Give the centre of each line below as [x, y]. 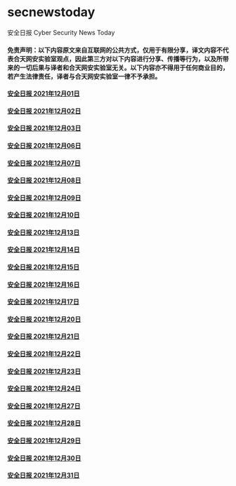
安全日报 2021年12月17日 [43, 302]
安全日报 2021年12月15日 [44, 267]
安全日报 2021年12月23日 [44, 371]
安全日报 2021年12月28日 [44, 423]
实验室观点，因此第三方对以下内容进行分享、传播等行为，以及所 [130, 59]
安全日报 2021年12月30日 [44, 458]
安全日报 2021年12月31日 [44, 475]
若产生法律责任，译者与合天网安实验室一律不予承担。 [84, 76]
